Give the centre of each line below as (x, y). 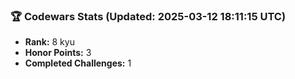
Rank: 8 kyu (49, 42)
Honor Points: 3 (58, 53)
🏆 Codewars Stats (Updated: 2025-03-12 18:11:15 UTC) (148, 16)
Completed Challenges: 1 (78, 63)
